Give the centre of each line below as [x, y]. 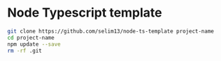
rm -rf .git [24, 51]
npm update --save [34, 44]
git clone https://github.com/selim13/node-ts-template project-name [111, 31]
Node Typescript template [85, 13]
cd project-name [31, 37]
